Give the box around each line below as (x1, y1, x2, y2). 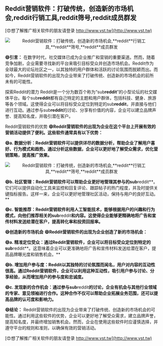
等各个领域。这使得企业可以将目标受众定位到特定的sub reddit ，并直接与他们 (5, 101, 157, 107)
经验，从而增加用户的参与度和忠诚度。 (9, 274, 86, 279)
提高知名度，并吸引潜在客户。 (13, 113, 73, 119)
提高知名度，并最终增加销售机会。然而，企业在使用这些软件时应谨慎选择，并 (5, 319, 158, 325)
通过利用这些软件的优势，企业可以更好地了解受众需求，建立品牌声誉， (17, 312, 158, 318)
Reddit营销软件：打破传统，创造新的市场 (5, 4, 127, 13)
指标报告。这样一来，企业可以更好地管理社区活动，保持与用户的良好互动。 (9, 191, 158, 197)
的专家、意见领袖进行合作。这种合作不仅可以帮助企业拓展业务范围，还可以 (5, 290, 154, 296)
